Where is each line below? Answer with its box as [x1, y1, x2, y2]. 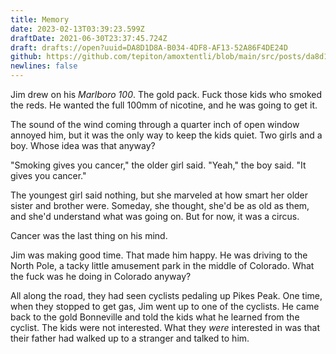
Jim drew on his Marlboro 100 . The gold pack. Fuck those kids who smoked [10, 89, 323, 100]
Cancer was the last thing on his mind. [10, 230, 168, 241]
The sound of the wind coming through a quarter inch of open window [10, 119, 300, 130]
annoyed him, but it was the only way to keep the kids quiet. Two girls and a [10, 129, 323, 141]
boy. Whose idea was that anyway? [10, 140, 156, 151]
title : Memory [10, 14, 70, 25]
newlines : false [10, 61, 78, 71]
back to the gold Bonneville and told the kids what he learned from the [10, 311, 300, 323]
